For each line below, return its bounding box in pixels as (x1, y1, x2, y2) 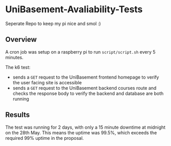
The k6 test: (5, 64, 31, 70)
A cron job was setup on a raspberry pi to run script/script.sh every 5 (5, 48, 156, 55)
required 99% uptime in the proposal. (5, 135, 84, 141)
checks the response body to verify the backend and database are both (12, 90, 164, 96)
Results (5, 111, 30, 119)
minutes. (5, 54, 24, 60)
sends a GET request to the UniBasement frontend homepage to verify (12, 74, 159, 80)
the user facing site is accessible (12, 79, 82, 85)
